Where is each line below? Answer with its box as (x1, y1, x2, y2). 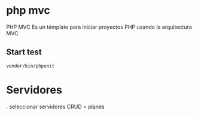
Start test (6, 47, 42, 57)
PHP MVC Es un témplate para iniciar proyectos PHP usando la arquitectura (6, 23, 193, 30)
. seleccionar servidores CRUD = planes (6, 103, 105, 110)
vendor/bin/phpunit (6, 63, 55, 69)
